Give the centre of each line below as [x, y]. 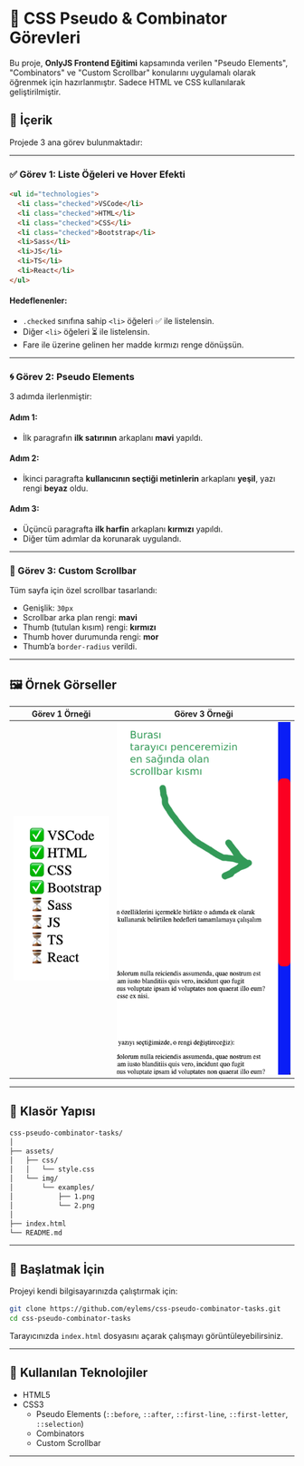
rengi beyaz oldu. [55, 488]
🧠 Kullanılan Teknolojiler [79, 1373]
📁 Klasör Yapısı [52, 1111]
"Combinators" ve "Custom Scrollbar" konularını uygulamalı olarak [133, 73]
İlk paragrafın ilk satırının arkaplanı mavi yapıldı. [113, 437]
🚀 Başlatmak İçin [57, 1269]
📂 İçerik [31, 120]
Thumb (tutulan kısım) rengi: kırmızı [89, 627]
